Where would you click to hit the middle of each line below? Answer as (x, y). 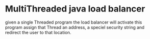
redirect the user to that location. (38, 32)
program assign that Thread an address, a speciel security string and (75, 27)
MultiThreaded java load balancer (75, 9)
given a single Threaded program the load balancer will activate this (74, 22)
